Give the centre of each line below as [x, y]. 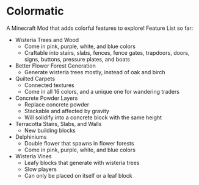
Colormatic [35, 11]
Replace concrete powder [57, 104]
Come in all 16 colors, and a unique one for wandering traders [102, 91]
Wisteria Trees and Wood [47, 40]
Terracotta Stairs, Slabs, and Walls [58, 124]
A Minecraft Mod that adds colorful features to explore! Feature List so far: [100, 28]
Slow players [40, 169]
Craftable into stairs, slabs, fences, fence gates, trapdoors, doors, [107, 52]
